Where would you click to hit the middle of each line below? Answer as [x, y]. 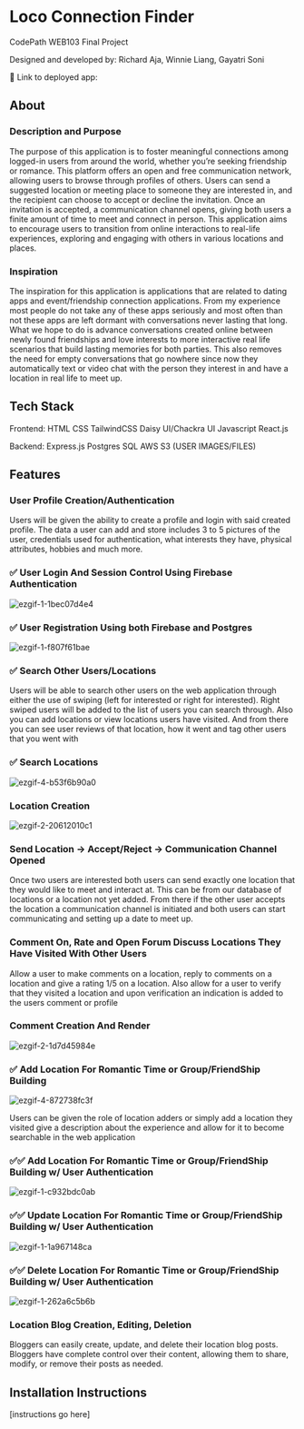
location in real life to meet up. [66, 378]
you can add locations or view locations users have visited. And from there [149, 719]
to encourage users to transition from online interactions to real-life [135, 228]
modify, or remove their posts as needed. [86, 1364]
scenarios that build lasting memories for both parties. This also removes [146, 349]
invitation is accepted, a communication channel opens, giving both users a [151, 209]
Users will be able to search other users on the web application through [143, 690]
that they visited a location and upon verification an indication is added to [147, 993]
